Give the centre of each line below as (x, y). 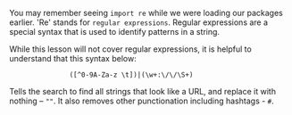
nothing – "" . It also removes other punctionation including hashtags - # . (142, 101)
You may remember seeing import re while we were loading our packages (146, 13)
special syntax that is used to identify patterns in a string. (115, 32)
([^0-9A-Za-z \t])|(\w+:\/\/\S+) (131, 75)
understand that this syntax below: (73, 58)
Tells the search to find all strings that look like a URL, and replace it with (143, 91)
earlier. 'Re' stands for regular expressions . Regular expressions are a (139, 22)
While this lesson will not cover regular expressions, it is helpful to (130, 49)
